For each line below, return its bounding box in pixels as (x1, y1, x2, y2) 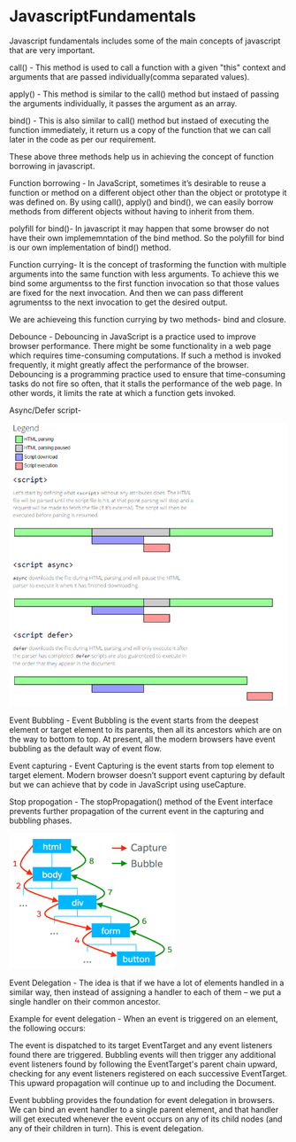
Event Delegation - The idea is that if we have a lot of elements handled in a (9, 977, 285, 989)
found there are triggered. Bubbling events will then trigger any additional (9, 1050, 277, 1060)
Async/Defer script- (9, 405, 82, 416)
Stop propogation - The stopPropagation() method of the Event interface (9, 796, 274, 807)
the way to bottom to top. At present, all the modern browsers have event (9, 734, 276, 745)
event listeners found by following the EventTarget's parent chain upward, (9, 1059, 278, 1069)
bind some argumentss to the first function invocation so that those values (9, 277, 280, 289)
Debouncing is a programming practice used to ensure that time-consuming (9, 369, 285, 379)
